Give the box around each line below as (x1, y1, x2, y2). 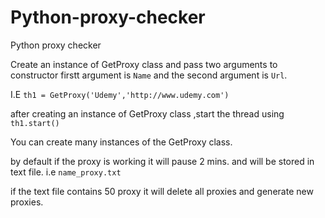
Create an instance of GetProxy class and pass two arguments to (10, 58, 278, 70)
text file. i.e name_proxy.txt (10, 166, 122, 178)
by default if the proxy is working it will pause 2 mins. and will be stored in (10, 155, 315, 167)
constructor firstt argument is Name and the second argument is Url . (10, 69, 288, 81)
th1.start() (10, 118, 60, 128)
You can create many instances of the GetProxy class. (10, 136, 233, 148)
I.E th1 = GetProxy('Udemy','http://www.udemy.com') (10, 88, 230, 100)
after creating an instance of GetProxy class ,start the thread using (10, 107, 285, 120)
